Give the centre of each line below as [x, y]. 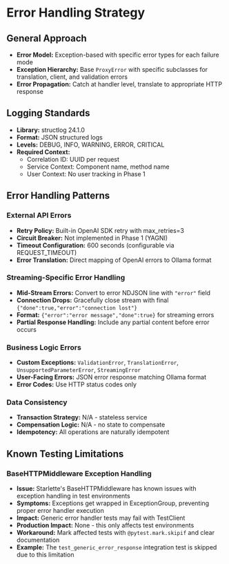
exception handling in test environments [73, 496]
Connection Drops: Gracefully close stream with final [92, 300]
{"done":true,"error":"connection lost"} [77, 308]
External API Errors [39, 216]
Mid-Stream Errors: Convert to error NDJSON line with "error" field [113, 292]
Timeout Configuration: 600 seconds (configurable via [95, 245]
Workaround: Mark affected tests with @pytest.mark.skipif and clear [116, 533]
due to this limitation [45, 555]
